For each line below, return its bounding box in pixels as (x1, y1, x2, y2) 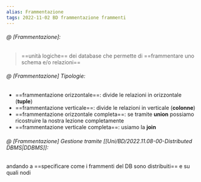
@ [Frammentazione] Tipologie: (6, 72, 86, 79)
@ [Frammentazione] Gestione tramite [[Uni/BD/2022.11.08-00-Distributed (6, 137, 192, 144)
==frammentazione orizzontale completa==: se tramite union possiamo (15, 110, 194, 118)
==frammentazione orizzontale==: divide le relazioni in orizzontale (15, 91, 182, 98)
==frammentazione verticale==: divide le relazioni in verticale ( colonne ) (15, 104, 196, 111)
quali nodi (6, 169, 32, 177)
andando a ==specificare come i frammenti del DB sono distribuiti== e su (6, 163, 190, 170)
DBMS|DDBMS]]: (6, 144, 49, 151)
